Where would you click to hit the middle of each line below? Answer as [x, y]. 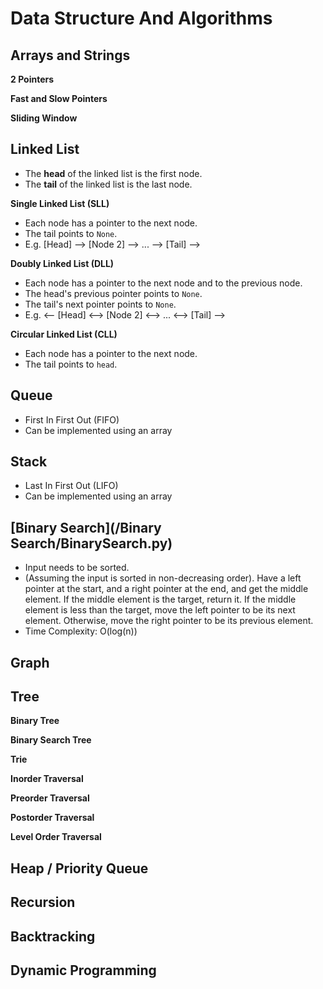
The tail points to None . [71, 233]
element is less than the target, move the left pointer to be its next [160, 610]
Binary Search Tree [51, 740]
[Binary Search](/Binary [86, 527]
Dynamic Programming [83, 970]
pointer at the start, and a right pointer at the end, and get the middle [166, 589]
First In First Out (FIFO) [72, 419]
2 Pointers [32, 79]
